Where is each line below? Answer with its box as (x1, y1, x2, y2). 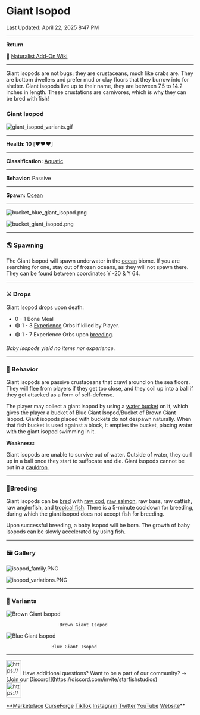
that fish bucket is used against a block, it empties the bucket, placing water (6, 421, 193, 429)
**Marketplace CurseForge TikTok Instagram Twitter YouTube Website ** (6, 702, 186, 710)
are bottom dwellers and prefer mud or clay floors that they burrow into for (6, 76, 189, 83)
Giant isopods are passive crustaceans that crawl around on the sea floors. (6, 379, 190, 386)
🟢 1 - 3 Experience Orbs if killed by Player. (14, 321, 120, 329)
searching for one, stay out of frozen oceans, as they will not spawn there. (6, 263, 189, 270)
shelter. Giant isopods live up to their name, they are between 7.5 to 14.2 (6, 82, 183, 89)
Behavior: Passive (6, 174, 52, 182)
